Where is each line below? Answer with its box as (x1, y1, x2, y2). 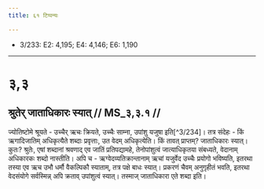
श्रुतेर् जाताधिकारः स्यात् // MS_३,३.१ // (8, 107, 161, 120)
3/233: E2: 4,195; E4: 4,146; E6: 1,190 (19, 40, 138, 49)
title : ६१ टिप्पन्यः (8, 11, 59, 20)
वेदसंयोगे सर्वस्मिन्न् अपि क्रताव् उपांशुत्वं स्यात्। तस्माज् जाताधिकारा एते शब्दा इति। (8, 171, 207, 180)
